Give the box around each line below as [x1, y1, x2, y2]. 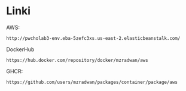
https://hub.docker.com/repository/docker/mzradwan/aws [6, 57, 148, 63]
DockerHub [6, 46, 35, 53]
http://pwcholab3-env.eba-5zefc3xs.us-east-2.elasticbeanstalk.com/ [6, 35, 181, 41]
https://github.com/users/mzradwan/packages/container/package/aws [6, 79, 178, 85]
